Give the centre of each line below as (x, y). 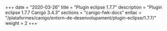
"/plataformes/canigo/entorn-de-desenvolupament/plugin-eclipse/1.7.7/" (81, 18)
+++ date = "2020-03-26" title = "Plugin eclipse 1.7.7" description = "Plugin (84, 7)
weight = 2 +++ (21, 23)
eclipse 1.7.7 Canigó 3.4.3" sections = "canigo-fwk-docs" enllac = (74, 12)
